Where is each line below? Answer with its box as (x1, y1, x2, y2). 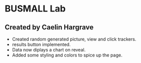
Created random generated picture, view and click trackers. (12, 36, 136, 42)
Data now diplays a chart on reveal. (12, 47, 86, 52)
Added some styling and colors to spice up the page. (12, 52, 122, 58)
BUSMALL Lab (5, 3, 66, 14)
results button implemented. (12, 41, 71, 47)
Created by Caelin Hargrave (5, 23, 94, 31)
